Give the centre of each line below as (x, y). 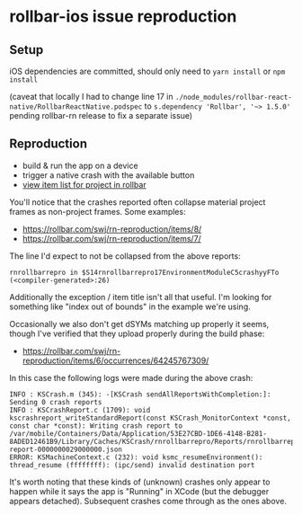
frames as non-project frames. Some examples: (98, 211)
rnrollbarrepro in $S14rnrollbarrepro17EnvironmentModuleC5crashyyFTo (144, 272)
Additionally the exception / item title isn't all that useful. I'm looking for (141, 297)
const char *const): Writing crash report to (96, 426)
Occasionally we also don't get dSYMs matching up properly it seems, (139, 324)
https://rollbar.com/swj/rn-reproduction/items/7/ (112, 238)
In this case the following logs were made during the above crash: (131, 377)
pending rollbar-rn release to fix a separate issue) (101, 115)
